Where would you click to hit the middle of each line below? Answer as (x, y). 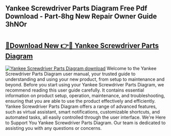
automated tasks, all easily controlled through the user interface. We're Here (86, 117)
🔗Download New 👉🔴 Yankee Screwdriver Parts (82, 46)
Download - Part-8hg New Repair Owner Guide (81, 17)
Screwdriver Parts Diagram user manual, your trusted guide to (70, 74)
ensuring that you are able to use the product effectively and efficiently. (80, 101)
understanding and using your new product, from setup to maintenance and (85, 79)
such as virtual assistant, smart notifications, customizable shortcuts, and (82, 112)
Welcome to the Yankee (131, 68)
